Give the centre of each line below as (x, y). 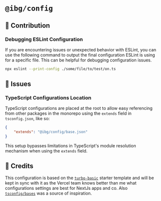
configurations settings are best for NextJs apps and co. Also (66, 188)
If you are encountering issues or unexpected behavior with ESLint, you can (81, 49)
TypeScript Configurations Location (48, 98)
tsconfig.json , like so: (27, 119)
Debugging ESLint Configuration (44, 39)
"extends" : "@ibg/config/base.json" (51, 132)
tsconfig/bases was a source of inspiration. (48, 193)
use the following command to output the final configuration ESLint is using (80, 55)
